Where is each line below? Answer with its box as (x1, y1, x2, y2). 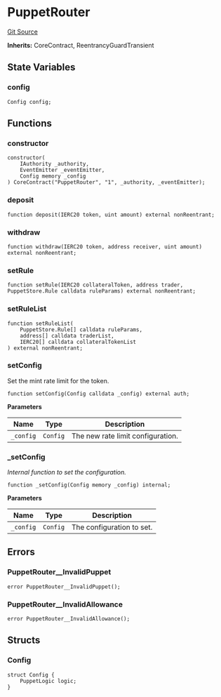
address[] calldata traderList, (20, 332, 114, 339)
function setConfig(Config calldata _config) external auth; (7, 390, 190, 397)
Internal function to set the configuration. (7, 468, 126, 477)
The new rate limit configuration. (71, 431, 179, 441)
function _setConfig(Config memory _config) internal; (7, 482, 171, 489)
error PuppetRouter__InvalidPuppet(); (7, 583, 121, 590)
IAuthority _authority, (20, 161, 90, 168)
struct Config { (7, 671, 55, 678)
